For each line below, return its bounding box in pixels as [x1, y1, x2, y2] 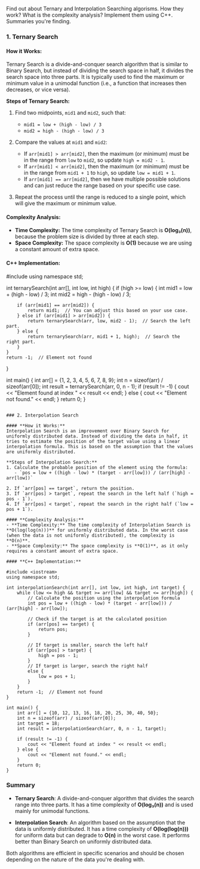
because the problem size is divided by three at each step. [14, 233, 159, 241]
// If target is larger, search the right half [27, 662, 148, 669]
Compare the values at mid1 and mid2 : [14, 138, 107, 146]
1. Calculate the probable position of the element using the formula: [6, 464, 188, 470]
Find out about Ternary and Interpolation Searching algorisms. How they [6, 5, 184, 12]
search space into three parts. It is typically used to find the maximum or [6, 73, 184, 81]
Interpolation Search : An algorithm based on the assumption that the [14, 819, 186, 826]
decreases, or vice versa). [6, 86, 70, 93]
